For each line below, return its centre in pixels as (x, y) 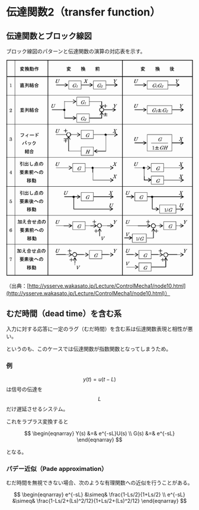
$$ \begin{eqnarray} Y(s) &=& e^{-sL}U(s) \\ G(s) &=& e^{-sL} (99, 433)
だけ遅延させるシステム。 (37, 409)
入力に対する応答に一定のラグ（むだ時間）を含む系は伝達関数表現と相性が (97, 329)
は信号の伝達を (24, 389)
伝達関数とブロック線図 (49, 36)
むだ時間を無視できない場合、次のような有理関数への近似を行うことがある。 (99, 483)
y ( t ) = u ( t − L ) (99, 379)
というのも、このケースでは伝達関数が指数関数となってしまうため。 (89, 349)
